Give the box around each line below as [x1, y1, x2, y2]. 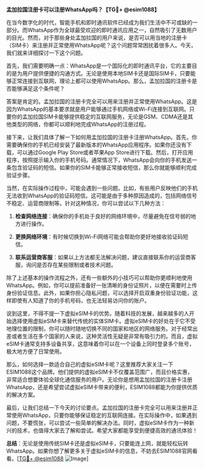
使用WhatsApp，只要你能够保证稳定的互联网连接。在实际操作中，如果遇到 [11, 411, 197, 419]
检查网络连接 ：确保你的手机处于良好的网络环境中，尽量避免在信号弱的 [15, 213, 191, 219]
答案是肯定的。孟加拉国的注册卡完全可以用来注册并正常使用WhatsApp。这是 [6, 98, 197, 105]
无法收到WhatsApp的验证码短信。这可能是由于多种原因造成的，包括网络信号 [6, 192, 197, 199]
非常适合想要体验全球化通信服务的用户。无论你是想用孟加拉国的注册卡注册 [6, 376, 192, 383]
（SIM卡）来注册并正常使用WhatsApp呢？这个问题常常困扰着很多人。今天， [6, 42, 196, 49]
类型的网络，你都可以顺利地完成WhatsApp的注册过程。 [11, 121, 150, 128]
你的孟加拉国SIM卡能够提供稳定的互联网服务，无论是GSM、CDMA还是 [11, 113, 188, 120]
